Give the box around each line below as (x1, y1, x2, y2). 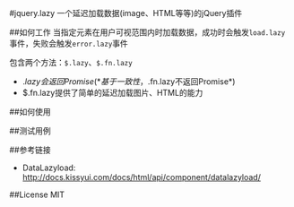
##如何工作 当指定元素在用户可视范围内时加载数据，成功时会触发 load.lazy (9, 27, 286, 38)
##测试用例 (9, 125, 51, 136)
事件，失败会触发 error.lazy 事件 (9, 39, 128, 48)
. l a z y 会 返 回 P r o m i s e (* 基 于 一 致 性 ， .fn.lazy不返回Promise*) (22, 76, 236, 87)
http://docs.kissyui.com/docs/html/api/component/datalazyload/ (22, 172, 262, 182)
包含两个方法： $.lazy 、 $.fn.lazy (9, 57, 133, 67)
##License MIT (9, 189, 65, 200)
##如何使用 (9, 107, 51, 116)
